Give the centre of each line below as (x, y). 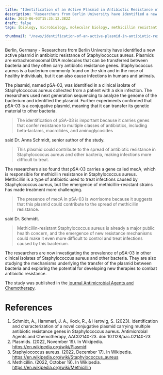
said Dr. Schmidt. (22, 219)
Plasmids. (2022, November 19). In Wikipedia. (57, 342)
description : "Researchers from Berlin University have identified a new (81, 14)
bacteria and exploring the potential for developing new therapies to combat (81, 268)
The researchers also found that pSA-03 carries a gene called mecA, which (81, 169)
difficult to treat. (33, 160)
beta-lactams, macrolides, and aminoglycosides (65, 131)
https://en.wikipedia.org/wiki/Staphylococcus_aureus (65, 357)
